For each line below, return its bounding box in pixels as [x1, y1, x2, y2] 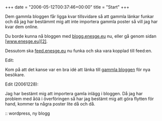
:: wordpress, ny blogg [5, 110, 50, 116]
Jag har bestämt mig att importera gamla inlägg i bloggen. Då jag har [5, 91, 143, 96]
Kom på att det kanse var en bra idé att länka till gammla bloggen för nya [5, 67, 151, 72]
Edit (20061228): [5, 81, 39, 87]
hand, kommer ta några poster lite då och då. [5, 101, 95, 106]
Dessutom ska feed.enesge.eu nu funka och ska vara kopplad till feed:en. [5, 48, 152, 53]
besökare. [5, 72, 25, 77]
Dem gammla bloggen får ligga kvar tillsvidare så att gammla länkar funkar [5, 14, 154, 19]
